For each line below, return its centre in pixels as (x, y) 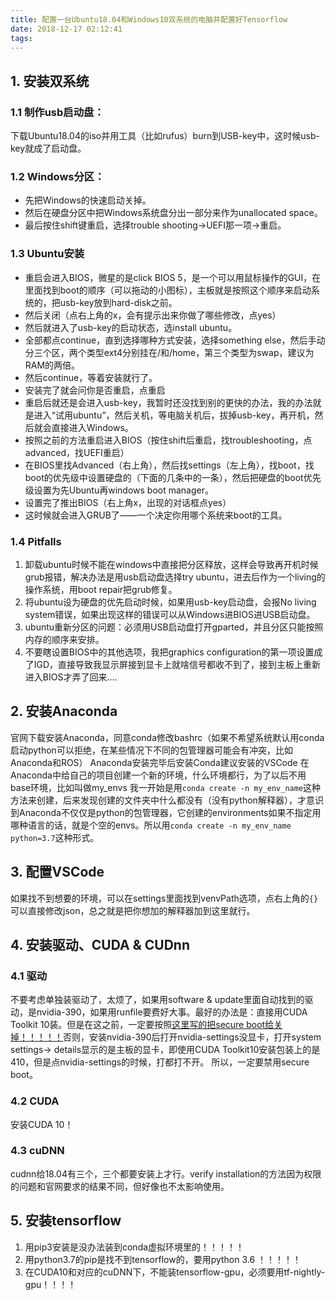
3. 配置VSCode (57, 872)
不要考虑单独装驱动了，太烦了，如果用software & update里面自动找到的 (157, 1000)
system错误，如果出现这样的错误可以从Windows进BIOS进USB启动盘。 (170, 614)
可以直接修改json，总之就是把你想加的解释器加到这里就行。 (133, 910)
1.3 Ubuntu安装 (47, 254)
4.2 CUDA (35, 1101)
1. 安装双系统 (50, 81)
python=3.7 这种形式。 (55, 837)
